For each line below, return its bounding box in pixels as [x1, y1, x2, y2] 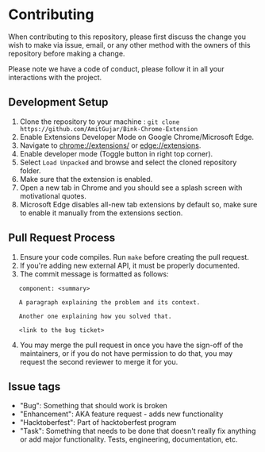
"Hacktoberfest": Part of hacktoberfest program [19, 418, 177, 427]
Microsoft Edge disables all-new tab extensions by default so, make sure [19, 199, 258, 209]
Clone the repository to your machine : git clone [19, 117, 180, 126]
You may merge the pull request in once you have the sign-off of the [19, 340, 244, 350]
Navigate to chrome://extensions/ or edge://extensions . [19, 141, 202, 150]
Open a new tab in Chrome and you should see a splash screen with [19, 183, 243, 192]
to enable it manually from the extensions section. [19, 208, 183, 218]
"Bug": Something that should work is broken [19, 401, 168, 411]
